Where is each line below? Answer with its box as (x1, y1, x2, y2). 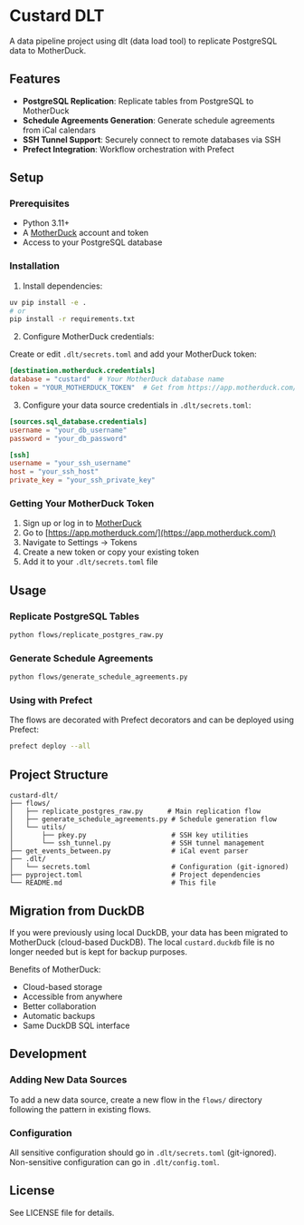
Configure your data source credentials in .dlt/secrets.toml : (22, 399, 252, 410)
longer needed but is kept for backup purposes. (9, 946, 188, 957)
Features (9, 72, 61, 87)
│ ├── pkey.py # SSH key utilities (9, 831, 249, 840)
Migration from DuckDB (9, 903, 145, 918)
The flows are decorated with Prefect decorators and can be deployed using (9, 714, 294, 726)
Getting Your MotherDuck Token (9, 497, 155, 510)
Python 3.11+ (22, 218, 71, 229)
